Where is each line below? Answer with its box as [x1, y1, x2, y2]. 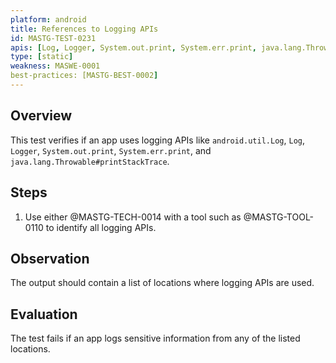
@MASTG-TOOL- [243, 211, 315, 223]
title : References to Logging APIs [10, 24, 159, 34]
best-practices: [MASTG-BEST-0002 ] [10, 71, 159, 81]
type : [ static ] [10, 52, 74, 62]
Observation [10, 250, 90, 267]
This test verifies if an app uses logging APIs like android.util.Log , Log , [10, 134, 305, 146]
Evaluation [10, 306, 78, 323]
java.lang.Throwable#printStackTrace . [10, 155, 170, 167]
